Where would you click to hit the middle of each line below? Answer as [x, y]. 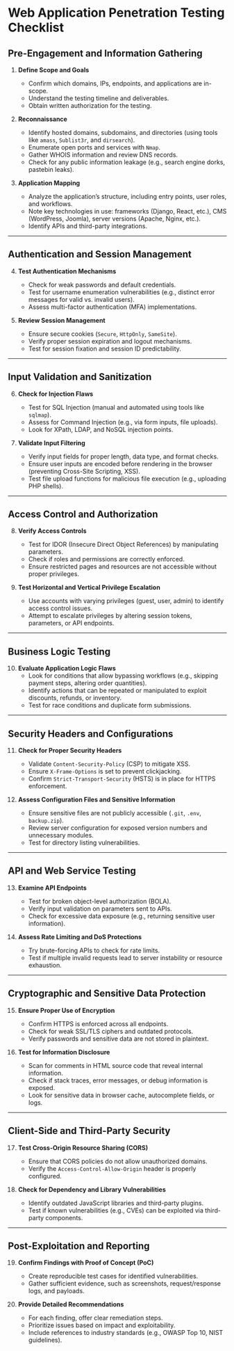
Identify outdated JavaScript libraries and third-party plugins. [116, 1203]
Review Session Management [62, 320]
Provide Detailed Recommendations [71, 1304]
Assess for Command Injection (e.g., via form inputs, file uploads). [123, 422]
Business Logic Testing [59, 651]
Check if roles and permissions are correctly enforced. [106, 559]
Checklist [36, 27]
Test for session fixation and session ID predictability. [105, 349]
